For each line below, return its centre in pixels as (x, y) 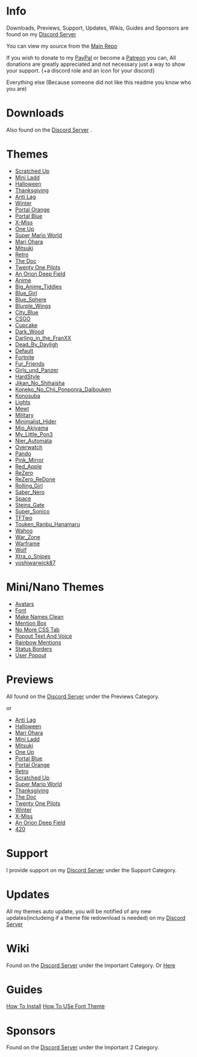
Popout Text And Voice (43, 636)
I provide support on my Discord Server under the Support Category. (92, 870)
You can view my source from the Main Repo (62, 46)
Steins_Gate (30, 505)
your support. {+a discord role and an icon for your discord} (80, 70)
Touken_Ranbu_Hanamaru (47, 524)
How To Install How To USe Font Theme (56, 1006)
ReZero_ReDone (35, 479)
